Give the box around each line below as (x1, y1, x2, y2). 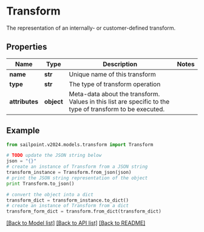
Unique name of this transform (69, 70, 156, 78)
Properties (6, 42, 47, 52)
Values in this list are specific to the (69, 97, 170, 105)
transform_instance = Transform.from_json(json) (6, 170, 132, 176)
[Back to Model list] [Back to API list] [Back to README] (6, 219, 146, 227)
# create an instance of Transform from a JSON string (6, 164, 148, 170)
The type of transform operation (69, 80, 161, 88)
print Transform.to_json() (6, 181, 75, 187)
